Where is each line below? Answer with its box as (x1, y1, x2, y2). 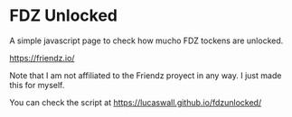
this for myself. (9, 79, 65, 90)
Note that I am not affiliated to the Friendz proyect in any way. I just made (9, 69, 282, 81)
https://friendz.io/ (9, 52, 75, 63)
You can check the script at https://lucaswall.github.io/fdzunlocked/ (9, 96, 262, 108)
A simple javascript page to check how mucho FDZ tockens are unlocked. (9, 35, 284, 46)
